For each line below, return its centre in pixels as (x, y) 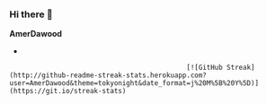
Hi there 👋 (31, 14)
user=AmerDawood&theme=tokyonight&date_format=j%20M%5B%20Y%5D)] (134, 83)
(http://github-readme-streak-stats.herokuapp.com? (108, 75)
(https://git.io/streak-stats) (68, 91)
